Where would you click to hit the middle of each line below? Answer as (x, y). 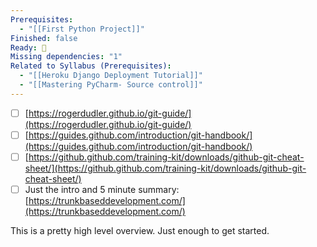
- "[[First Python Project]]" (82, 29)
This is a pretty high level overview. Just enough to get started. (140, 230)
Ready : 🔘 (28, 47)
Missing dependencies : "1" (66, 57)
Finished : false (44, 38)
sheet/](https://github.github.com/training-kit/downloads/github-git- (165, 168)
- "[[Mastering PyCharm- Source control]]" (111, 85)
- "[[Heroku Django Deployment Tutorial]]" (111, 76)
